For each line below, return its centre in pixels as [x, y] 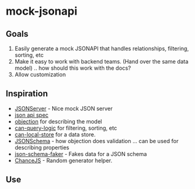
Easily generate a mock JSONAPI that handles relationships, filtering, [102, 48]
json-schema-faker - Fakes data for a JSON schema [81, 154]
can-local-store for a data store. [55, 134]
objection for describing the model [58, 121]
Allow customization [40, 74]
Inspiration [27, 94]
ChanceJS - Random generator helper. [63, 160]
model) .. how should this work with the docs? [73, 68]
